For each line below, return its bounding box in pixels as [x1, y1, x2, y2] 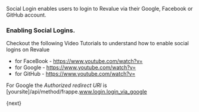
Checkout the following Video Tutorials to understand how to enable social [6, 40, 189, 47]
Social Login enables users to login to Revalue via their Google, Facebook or [6, 5, 193, 12]
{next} [6, 99, 22, 107]
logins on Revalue [6, 46, 50, 53]
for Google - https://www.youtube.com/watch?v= [14, 64, 136, 71]
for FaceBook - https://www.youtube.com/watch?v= [14, 58, 143, 65]
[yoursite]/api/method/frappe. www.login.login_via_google [6, 88, 147, 95]
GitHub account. [6, 11, 46, 18]
